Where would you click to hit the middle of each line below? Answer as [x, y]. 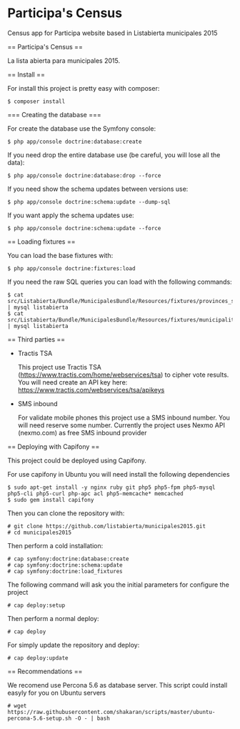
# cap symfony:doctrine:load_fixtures [65, 571]
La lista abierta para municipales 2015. [64, 60]
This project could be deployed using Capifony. [77, 460]
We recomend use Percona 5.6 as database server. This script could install [117, 685]
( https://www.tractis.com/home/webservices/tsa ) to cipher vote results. [123, 375]
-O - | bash [92, 718]
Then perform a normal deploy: [53, 618]
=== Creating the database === [54, 114]
